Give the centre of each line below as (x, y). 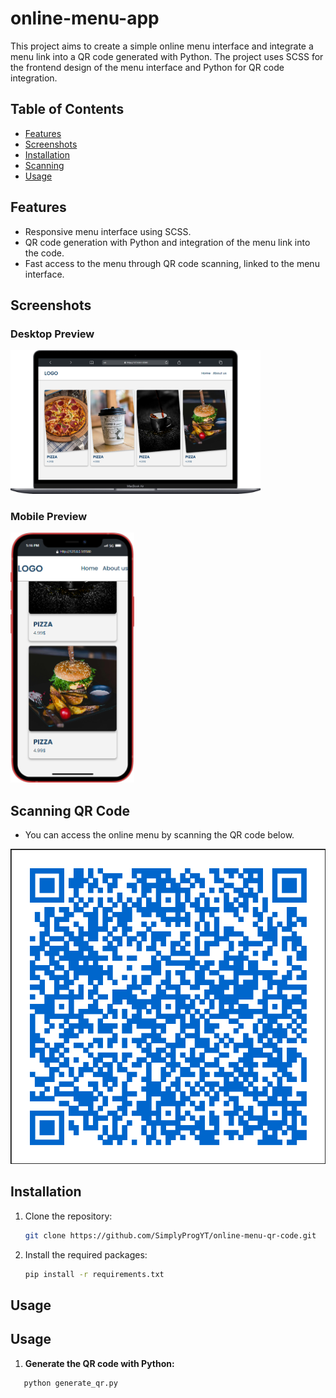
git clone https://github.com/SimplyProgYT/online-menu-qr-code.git (170, 1235)
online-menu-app (85, 18)
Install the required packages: (86, 1254)
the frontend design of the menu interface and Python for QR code (147, 67)
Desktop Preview (52, 334)
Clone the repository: (68, 1216)
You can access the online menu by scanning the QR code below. (159, 835)
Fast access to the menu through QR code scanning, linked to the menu (172, 263)
